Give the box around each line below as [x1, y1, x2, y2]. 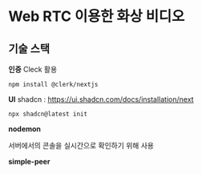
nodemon [8, 124, 42, 133]
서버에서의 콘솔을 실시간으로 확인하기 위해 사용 [8, 141, 155, 150]
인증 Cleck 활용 [8, 65, 58, 74]
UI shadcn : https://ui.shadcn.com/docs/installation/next [8, 95, 194, 104]
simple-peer [8, 157, 50, 166]
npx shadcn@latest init [8, 110, 88, 118]
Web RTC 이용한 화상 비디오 [8, 7, 185, 26]
